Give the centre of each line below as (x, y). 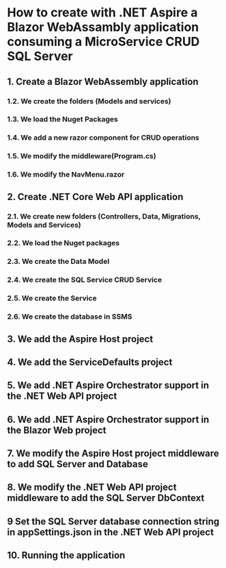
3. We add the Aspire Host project (80, 339)
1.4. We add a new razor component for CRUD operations (103, 138)
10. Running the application (66, 555)
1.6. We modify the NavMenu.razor (66, 175)
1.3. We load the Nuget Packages (62, 119)
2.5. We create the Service (52, 298)
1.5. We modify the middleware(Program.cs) (82, 156)
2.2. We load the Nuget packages (63, 243)
